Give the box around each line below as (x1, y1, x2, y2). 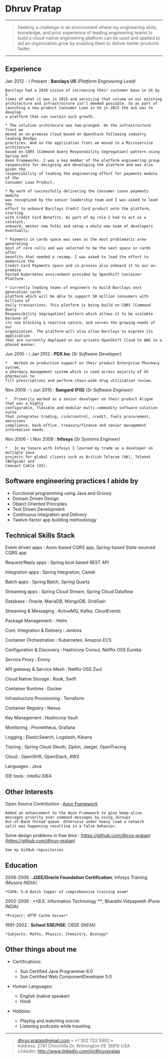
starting (5, 210, 23, 215)
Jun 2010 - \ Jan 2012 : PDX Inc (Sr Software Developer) (5, 351, 121, 357)
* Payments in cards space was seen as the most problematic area (5, 236, 146, 242)
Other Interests (5, 787, 53, 796)
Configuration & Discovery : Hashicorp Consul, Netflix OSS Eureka (5, 647, 141, 653)
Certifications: (12, 958, 42, 964)
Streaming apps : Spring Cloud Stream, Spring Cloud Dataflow (5, 589, 133, 595)
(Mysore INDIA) (5, 880, 37, 886)
